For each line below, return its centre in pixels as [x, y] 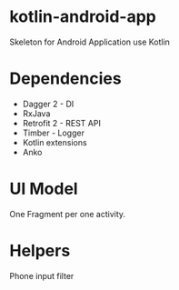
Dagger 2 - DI [48, 104]
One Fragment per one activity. [67, 214]
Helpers [40, 251]
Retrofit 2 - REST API [62, 123]
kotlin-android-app [83, 17]
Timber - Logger [53, 133]
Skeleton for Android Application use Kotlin [90, 42]
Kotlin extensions [55, 142]
